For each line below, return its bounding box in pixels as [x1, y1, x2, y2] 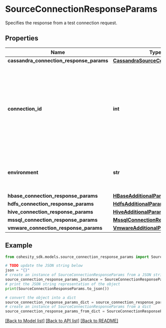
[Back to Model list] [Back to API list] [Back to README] [5, 318, 119, 324]
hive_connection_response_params [7, 208, 93, 215]
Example [5, 241, 33, 250]
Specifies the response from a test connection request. [5, 20, 118, 26]
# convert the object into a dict [5, 295, 77, 300]
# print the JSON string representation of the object [5, 282, 121, 287]
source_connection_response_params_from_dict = [5, 309, 105, 314]
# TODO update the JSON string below [5, 263, 83, 268]
